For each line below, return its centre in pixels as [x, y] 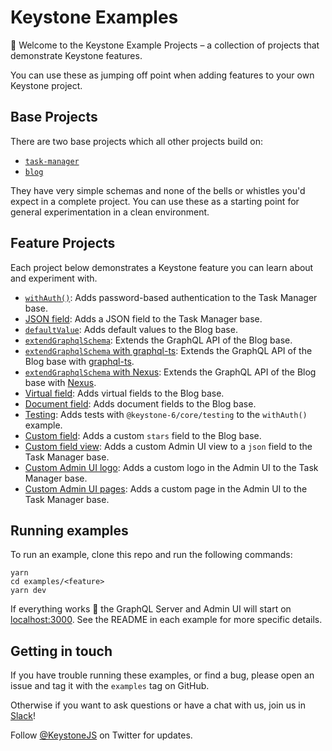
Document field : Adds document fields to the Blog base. [140, 403]
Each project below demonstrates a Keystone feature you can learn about [162, 267]
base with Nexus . [60, 382]
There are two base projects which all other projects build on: [137, 141]
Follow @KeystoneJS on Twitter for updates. [101, 735]
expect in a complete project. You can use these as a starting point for [155, 201]
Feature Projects [63, 243]
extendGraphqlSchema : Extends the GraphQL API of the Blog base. [158, 340]
